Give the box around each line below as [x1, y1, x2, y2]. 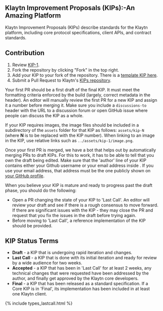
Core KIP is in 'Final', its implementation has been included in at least [12, 286, 150, 292]
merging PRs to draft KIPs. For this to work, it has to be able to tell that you [5, 152, 154, 158]
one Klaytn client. [12, 291, 47, 297]
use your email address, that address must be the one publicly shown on [5, 167, 151, 173]
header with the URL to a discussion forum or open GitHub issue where [5, 107, 148, 113]
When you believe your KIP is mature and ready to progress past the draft [5, 182, 153, 188]
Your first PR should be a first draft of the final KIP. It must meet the [5, 87, 140, 92]
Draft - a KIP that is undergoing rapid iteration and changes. [12, 250, 132, 256]
